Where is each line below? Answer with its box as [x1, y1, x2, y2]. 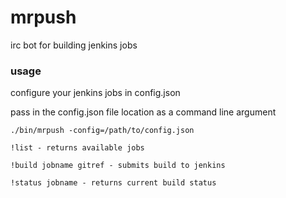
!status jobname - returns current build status [10, 178, 217, 188]
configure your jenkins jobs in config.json [10, 87, 181, 99]
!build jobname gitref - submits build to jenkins [10, 161, 226, 171]
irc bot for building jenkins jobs [10, 39, 138, 51]
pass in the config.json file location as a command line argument [10, 106, 277, 118]
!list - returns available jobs [10, 143, 145, 153]
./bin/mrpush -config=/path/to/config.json [10, 126, 195, 136]
